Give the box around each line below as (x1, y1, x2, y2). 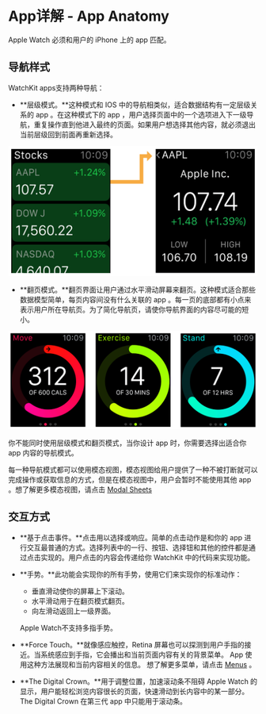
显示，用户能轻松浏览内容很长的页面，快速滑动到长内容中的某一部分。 (19, 686, 249, 696)
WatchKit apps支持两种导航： (8, 83, 104, 92)
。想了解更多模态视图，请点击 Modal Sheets (8, 485, 153, 494)
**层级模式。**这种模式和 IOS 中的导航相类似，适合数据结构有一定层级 (19, 100, 251, 109)
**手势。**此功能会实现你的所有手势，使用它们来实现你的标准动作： (19, 569, 242, 579)
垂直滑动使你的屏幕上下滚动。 (31, 586, 129, 596)
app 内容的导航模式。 (8, 447, 78, 457)
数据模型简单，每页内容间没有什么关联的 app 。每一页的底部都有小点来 (19, 294, 252, 304)
